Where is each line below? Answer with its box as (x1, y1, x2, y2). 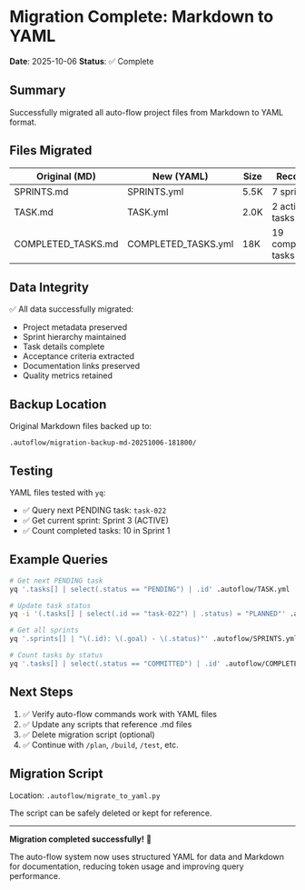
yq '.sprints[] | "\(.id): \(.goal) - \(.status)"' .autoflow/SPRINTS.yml (9, 635, 299, 644)
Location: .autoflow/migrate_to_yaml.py (9, 790, 161, 801)
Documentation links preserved (22, 361, 141, 372)
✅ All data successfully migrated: (9, 304, 134, 315)
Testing (9, 463, 54, 478)
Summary (9, 83, 66, 98)
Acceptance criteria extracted (22, 351, 134, 362)
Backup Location (9, 396, 107, 412)
